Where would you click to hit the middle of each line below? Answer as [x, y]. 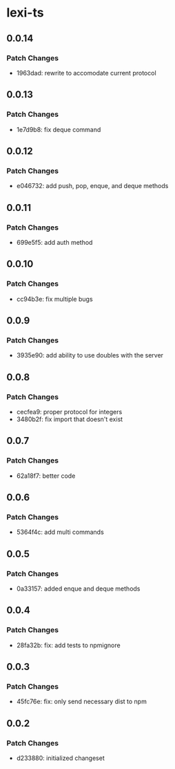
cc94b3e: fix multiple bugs [55, 299]
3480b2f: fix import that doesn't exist [70, 419]
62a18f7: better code [46, 476]
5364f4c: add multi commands [60, 532]
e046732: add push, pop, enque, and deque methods [92, 186]
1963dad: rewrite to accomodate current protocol [86, 73]
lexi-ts [25, 13]
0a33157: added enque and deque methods [78, 589]
